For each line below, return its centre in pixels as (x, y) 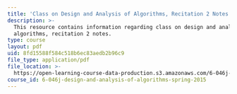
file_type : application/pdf (49, 60)
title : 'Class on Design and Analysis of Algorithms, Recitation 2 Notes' (120, 14)
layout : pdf (25, 47)
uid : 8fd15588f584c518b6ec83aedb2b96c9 (66, 54)
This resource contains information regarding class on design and (115, 27)
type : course (26, 40)
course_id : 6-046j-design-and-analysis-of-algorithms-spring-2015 (107, 80)
